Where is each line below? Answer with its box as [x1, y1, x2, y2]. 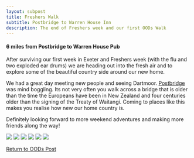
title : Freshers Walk [6, 14, 59, 20]
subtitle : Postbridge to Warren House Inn [6, 19, 111, 25]
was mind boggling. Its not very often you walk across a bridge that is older [6, 86, 188, 93]
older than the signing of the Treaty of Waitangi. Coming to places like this [6, 98, 185, 105]
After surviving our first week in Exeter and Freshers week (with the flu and [6, 56, 188, 63]
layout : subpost [6, 8, 46, 15]
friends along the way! [6, 122, 60, 129]
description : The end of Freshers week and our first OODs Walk [6, 25, 166, 31]
